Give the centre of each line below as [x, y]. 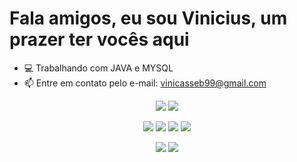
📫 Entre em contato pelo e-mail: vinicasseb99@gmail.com [145, 83]
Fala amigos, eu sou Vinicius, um [148, 18]
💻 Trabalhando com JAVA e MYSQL [98, 68]
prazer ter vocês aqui [99, 39]
